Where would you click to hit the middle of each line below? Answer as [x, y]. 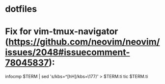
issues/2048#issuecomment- [68, 52]
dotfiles [21, 9]
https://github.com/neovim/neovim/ [84, 42]
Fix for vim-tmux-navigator [62, 32]
